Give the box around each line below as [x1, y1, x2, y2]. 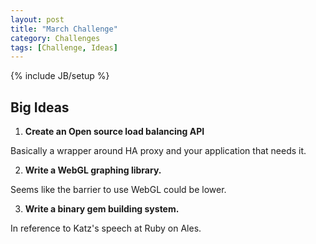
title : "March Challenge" [10, 24, 118, 34]
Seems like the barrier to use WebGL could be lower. [10, 184, 227, 196]
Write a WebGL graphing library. [24, 164, 162, 176]
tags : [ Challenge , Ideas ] [10, 42, 118, 53]
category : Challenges [10, 33, 101, 43]
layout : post [10, 14, 65, 25]
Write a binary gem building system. [24, 203, 180, 215]
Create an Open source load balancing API [24, 126, 205, 138]
